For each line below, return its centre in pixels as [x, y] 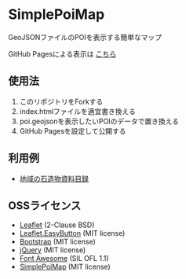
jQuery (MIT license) [53, 250]
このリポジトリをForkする [61, 101]
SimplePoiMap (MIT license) [65, 267]
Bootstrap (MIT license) [58, 242]
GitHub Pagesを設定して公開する [73, 130]
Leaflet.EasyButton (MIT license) [72, 233]
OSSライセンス [45, 206]
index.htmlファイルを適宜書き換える [77, 111]
